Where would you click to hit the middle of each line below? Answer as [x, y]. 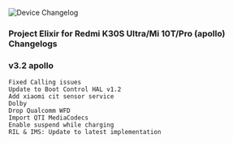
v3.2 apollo [31, 65]
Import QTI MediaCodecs [49, 118]
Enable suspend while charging [61, 125]
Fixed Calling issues [45, 82]
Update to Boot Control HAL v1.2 [65, 89]
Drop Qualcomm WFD [39, 111]
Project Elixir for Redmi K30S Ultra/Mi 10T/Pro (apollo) [117, 33]
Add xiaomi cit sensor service [61, 97]
